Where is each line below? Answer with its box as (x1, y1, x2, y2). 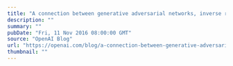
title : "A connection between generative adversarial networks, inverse (7, 10, 222, 17)
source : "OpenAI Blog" (7, 36, 73, 43)
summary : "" (7, 23, 42, 30)
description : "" (7, 16, 54, 23)
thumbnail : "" (7, 49, 49, 56)
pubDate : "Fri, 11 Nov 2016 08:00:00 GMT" (7, 29, 132, 36)
